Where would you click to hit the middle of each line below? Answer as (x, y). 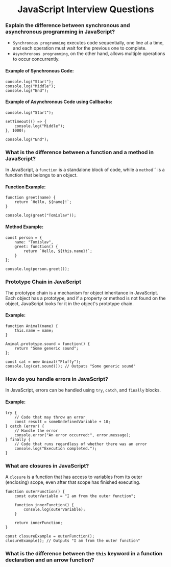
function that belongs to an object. (42, 175)
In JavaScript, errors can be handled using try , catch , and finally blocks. (83, 390)
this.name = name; (34, 331)
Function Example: (26, 187)
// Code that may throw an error (50, 417)
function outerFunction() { (35, 491)
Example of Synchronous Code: (40, 71)
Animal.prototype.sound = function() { (48, 344)
